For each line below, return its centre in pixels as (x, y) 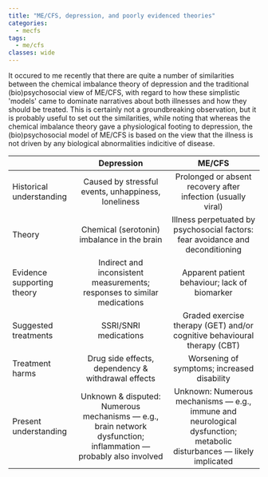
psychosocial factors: (213, 230)
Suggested (33, 326)
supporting (33, 282)
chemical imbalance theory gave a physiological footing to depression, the (130, 126)
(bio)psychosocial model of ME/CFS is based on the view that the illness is (131, 135)
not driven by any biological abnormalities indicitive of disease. (112, 143)
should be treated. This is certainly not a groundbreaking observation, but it (132, 109)
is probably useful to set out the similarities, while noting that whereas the (130, 118)
